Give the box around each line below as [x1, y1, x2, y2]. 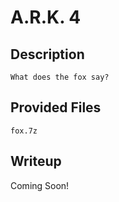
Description [10, 46, 85, 63]
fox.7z [10, 126, 38, 136]
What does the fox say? [10, 72, 110, 82]
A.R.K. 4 [10, 6, 82, 29]
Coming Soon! [10, 179, 70, 191]
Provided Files [10, 99, 102, 116]
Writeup [10, 153, 62, 170]
